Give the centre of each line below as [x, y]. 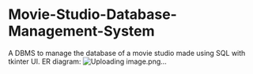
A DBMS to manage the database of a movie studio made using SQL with [127, 53]
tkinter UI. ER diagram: [45, 61]
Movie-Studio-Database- [93, 15]
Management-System [82, 31]
